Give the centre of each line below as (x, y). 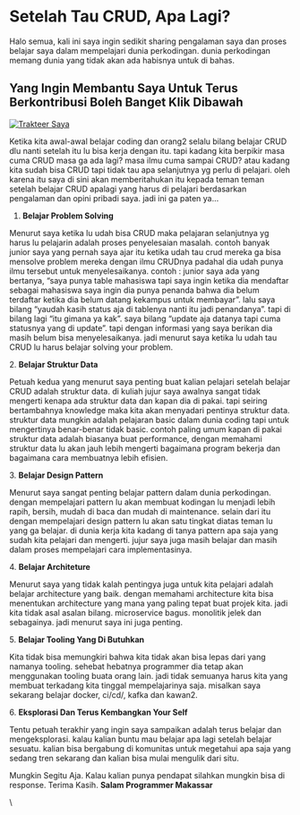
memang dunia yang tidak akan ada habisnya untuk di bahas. (122, 60)
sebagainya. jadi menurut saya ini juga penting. (96, 622)
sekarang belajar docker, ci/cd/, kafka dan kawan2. (104, 694)
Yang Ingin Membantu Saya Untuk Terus (124, 88)
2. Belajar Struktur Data (54, 364)
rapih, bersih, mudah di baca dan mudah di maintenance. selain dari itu (140, 511)
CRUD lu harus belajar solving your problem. (91, 347)
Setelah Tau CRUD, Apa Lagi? (120, 17)
